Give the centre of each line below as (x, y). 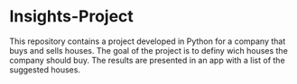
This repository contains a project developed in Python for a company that (148, 41)
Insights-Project (71, 17)
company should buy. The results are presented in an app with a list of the (148, 60)
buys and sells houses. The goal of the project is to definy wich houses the (149, 50)
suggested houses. (45, 70)
